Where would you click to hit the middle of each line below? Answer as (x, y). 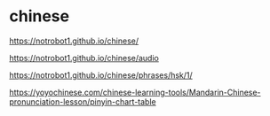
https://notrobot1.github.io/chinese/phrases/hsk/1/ (101, 75)
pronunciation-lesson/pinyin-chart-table (83, 101)
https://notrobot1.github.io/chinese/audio (84, 58)
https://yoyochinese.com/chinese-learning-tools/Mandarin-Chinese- (135, 92)
